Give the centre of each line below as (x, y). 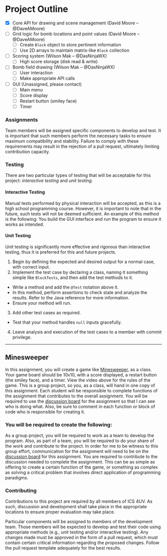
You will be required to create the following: (59, 425)
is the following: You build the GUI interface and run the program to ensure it (83, 219)
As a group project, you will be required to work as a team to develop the (80, 435)
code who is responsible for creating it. (45, 412)
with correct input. (31, 267)
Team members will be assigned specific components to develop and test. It (83, 131)
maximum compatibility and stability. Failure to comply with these (72, 141)
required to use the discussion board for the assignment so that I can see (80, 401)
